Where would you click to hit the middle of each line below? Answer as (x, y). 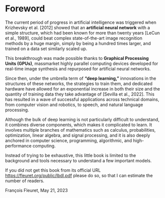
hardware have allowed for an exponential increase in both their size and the (82, 89)
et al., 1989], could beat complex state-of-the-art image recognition (74, 38)
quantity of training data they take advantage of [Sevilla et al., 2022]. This (80, 94)
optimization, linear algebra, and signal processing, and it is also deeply (78, 135)
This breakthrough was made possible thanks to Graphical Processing (77, 58)
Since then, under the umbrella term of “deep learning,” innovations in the (81, 78)
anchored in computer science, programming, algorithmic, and (68, 140)
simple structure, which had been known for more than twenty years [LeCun (82, 33)
